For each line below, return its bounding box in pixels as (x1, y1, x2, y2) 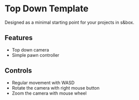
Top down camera (11, 47, 49, 52)
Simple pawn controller (11, 52, 60, 58)
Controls (4, 66, 32, 75)
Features (4, 34, 33, 42)
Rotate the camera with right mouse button (11, 85, 100, 91)
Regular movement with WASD (11, 80, 75, 86)
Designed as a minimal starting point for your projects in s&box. (4, 19, 135, 25)
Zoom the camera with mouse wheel (11, 90, 87, 96)
